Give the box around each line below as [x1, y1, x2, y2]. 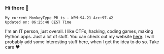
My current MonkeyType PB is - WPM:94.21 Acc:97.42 [5, 16, 113, 21]
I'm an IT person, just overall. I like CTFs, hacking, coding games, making [5, 28, 154, 34]
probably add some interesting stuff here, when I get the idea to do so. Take [5, 39, 159, 45]
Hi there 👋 [5, 4, 30, 11]
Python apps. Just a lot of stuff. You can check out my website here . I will [5, 34, 154, 40]
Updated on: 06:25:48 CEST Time [5, 20, 71, 25]
